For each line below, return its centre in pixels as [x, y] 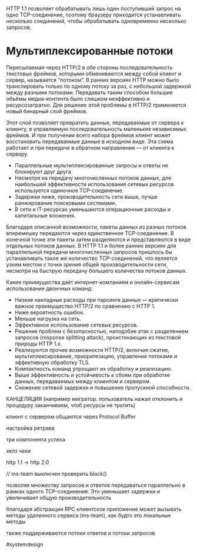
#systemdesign [25, 544]
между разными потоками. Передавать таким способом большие [89, 92]
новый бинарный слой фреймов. [47, 111]
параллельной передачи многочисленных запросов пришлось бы [89, 252]
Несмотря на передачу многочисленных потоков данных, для [93, 178]
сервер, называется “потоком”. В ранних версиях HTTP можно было [93, 80]
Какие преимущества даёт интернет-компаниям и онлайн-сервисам [93, 282]
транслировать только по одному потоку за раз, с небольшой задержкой [98, 86]
